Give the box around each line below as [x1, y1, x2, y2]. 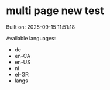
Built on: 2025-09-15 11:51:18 [6, 23, 75, 30]
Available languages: [6, 34, 56, 41]
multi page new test [6, 4, 104, 18]
